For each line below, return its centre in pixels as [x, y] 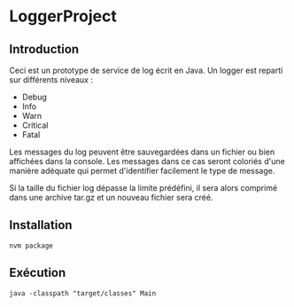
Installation [41, 225]
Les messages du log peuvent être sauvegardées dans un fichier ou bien [142, 152]
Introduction [44, 49]
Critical [35, 125]
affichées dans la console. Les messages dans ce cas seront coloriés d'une [147, 161]
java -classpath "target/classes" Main [83, 293]
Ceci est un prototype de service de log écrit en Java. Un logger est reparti [146, 70]
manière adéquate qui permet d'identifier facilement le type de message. [142, 171]
